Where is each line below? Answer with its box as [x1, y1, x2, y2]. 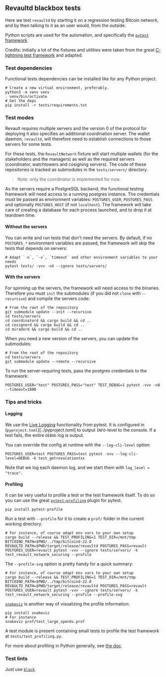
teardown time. [5, 212, 36, 218]
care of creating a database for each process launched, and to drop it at [5, 207, 152, 213]
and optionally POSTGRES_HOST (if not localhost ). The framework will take [5, 202, 152, 208]
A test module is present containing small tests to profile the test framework [5, 628, 160, 634]
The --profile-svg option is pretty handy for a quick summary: [5, 561, 133, 567]
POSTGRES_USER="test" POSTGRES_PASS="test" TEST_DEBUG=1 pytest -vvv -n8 [5, 382, 161, 387]
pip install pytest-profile [5, 507, 63, 512]
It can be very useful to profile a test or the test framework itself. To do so [5, 492, 155, 498]
